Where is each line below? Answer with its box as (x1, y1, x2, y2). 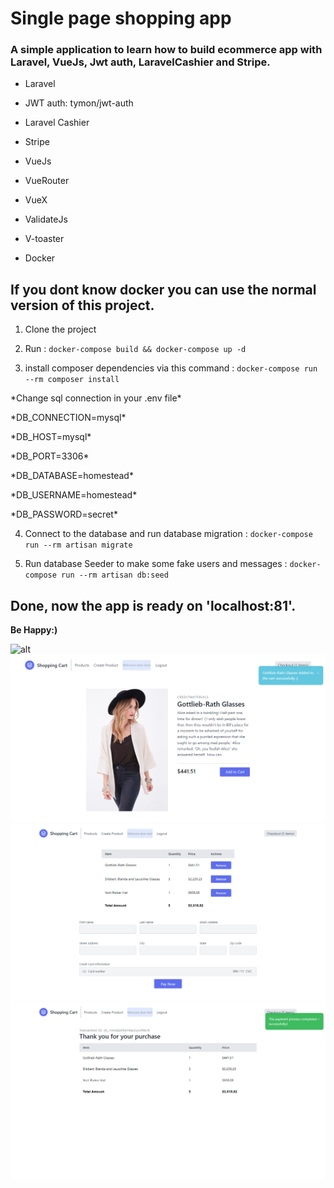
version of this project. (10, 297, 155, 314)
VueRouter (24, 175, 70, 187)
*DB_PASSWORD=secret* (10, 508, 118, 521)
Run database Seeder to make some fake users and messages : (24, 558, 288, 570)
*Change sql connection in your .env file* (10, 392, 182, 404)
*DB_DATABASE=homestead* (10, 470, 134, 482)
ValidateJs (24, 213, 68, 226)
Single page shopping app (10, 7, 232, 30)
